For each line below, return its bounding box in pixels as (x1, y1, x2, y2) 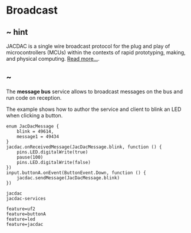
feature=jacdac (6, 221, 44, 227)
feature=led (6, 216, 35, 222)
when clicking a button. (6, 111, 63, 119)
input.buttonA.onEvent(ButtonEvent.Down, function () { (6, 169, 146, 176)
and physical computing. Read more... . (6, 55, 100, 62)
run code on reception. (6, 94, 62, 101)
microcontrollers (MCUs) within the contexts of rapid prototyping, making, (6, 49, 186, 56)
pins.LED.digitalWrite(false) (17, 159, 91, 165)
